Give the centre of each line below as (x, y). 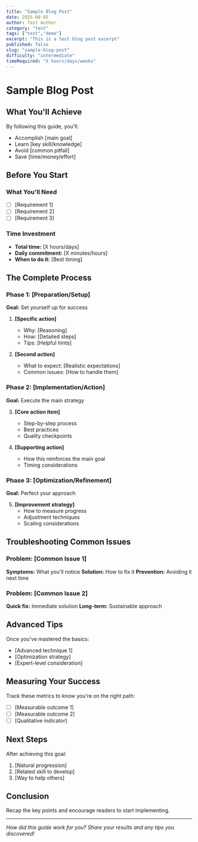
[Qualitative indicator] (41, 720)
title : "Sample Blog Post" (39, 12)
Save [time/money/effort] (45, 157)
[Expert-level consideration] (49, 663)
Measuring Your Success (53, 682)
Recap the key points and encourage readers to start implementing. (88, 811)
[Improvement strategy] (44, 504)
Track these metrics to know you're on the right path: (71, 695)
